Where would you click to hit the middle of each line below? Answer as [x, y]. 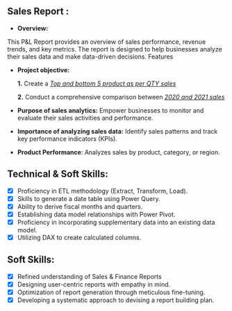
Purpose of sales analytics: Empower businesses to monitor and [110, 110]
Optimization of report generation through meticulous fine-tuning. [111, 292]
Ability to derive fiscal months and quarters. [80, 206]
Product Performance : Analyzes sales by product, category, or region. [118, 152]
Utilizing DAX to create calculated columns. [79, 237]
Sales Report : [38, 11]
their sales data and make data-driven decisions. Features [90, 56]
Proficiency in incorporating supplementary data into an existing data [116, 222]
